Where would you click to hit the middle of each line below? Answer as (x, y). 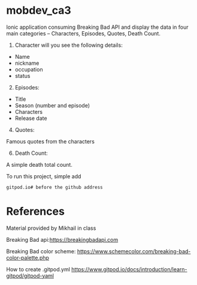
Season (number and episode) (52, 105)
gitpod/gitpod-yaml (30, 275)
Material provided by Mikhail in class (51, 228)
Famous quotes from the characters (50, 141)
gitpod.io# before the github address (54, 187)
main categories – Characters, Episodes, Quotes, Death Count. (83, 33)
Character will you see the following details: (69, 45)
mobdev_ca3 (39, 10)
